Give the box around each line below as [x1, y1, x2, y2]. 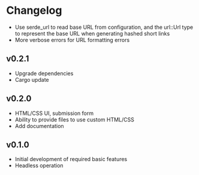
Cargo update [14, 76, 49, 83]
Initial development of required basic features [14, 156, 128, 163]
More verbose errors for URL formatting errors [14, 36, 130, 43]
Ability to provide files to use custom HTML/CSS [14, 115, 135, 123]
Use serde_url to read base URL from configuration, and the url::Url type [14, 23, 194, 31]
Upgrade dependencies [14, 70, 74, 77]
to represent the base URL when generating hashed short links [14, 29, 170, 37]
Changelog [6, 4, 62, 17]
